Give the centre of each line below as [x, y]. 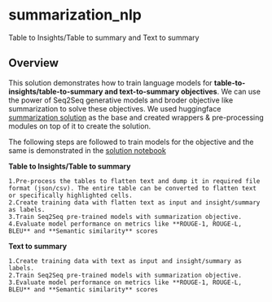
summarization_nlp [75, 15]
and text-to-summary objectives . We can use [182, 91]
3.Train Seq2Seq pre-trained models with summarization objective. [125, 217]
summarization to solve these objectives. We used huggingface [115, 108]
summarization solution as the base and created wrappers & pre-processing [136, 117]
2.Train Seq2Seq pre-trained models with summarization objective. [125, 275]
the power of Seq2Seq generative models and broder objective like [121, 100]
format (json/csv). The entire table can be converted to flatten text [132, 188]
